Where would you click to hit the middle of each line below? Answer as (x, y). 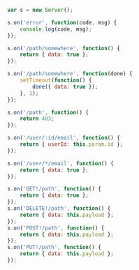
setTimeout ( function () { (56, 80)
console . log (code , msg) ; (56, 29)
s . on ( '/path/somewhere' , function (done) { (70, 74)
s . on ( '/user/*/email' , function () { (60, 163)
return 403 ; (37, 119)
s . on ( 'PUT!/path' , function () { (54, 248)
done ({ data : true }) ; (65, 87)
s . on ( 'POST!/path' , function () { (56, 228)
